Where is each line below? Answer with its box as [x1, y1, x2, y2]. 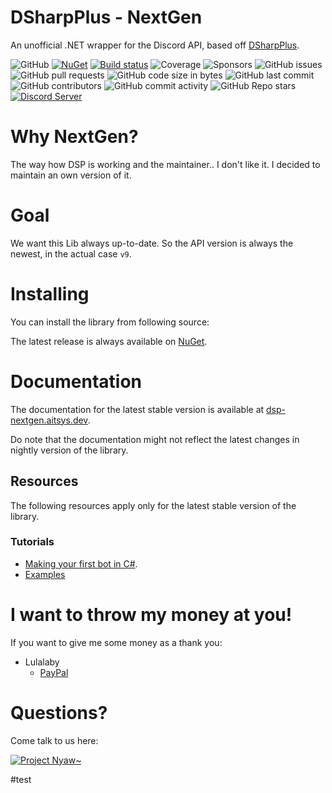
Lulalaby [24, 656, 60, 668]
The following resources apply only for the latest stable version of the [10, 499, 297, 511]
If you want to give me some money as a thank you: [10, 636, 223, 648]
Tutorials [10, 535, 55, 549]
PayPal [39, 666, 69, 678]
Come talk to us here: [10, 734, 99, 746]
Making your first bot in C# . [24, 557, 138, 570]
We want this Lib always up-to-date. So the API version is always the [10, 237, 294, 249]
